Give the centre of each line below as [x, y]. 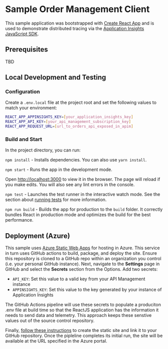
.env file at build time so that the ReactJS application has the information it [82, 310]
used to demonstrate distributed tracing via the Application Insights [75, 28]
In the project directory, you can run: [43, 150]
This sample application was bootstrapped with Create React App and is [80, 23]
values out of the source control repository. [50, 321]
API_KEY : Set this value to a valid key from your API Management [79, 279]
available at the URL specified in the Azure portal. [56, 341]
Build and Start [24, 139]
